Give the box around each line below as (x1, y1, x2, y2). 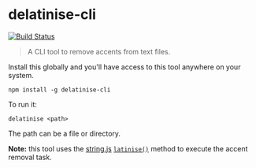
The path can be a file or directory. (8, 129, 121, 138)
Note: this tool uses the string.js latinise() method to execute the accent (8, 144, 248, 153)
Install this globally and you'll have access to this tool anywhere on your (8, 62, 241, 72)
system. (8, 70, 34, 80)
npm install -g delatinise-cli (8, 85, 111, 94)
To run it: (8, 99, 38, 109)
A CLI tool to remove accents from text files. (27, 47, 171, 56)
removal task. (8, 152, 53, 162)
